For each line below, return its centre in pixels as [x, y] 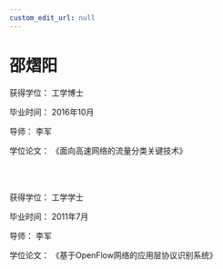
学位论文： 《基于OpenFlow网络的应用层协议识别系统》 [113, 254]
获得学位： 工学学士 [46, 197]
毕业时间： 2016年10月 [52, 112]
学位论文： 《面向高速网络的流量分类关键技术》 [98, 150]
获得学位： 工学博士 [46, 93]
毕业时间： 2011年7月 [49, 216]
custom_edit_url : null [52, 18]
